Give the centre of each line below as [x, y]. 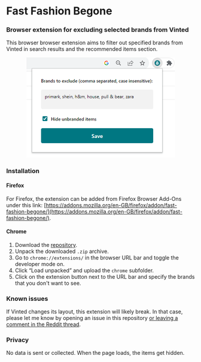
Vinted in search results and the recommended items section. [82, 49]
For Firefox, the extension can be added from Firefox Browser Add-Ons [94, 198]
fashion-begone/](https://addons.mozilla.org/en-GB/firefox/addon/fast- [94, 212]
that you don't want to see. [48, 283]
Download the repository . [46, 245]
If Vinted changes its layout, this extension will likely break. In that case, [95, 312]
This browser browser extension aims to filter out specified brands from [95, 43]
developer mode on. [39, 264]
